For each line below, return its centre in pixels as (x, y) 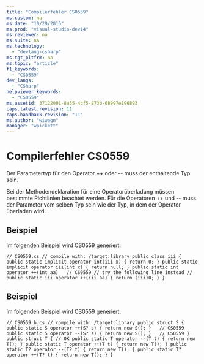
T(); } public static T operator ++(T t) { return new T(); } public (97, 344)
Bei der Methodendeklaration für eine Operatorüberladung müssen (90, 192)
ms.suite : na (23, 40)
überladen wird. (26, 211)
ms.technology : (26, 47)
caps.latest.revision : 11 (39, 109)
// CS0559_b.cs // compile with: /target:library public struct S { (95, 322)
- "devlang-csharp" (37, 52)
